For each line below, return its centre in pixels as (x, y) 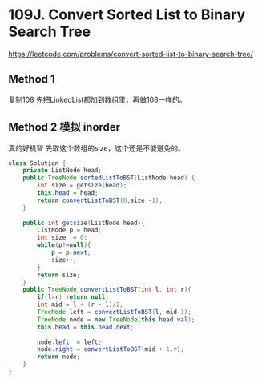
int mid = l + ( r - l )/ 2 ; (81, 305)
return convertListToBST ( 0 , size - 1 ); (100, 200)
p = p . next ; (71, 253)
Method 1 (32, 79)
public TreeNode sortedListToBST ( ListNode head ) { (109, 178)
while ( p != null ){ (64, 245)
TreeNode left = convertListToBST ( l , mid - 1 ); (115, 312)
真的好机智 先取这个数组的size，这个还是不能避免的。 (97, 148)
